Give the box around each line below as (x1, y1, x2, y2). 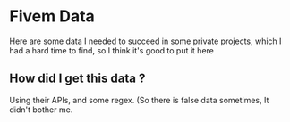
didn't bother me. (9, 104, 73, 115)
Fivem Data (9, 6, 96, 27)
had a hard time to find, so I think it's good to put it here (9, 45, 215, 55)
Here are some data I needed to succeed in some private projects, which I (9, 36, 282, 46)
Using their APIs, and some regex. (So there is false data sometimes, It (9, 94, 269, 105)
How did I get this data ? (9, 71, 146, 86)
